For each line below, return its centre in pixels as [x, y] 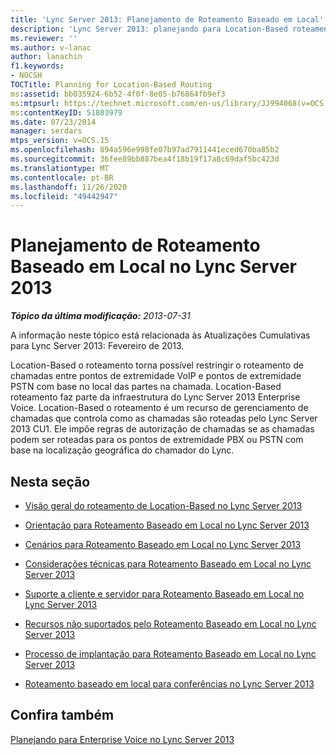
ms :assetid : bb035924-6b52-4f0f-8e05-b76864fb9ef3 [118, 94]
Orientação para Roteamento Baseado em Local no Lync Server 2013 [167, 525]
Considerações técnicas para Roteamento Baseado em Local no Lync [168, 564]
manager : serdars [46, 131]
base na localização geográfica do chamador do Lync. [122, 450]
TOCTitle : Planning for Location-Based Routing [111, 85]
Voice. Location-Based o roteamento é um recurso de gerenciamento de [159, 408]
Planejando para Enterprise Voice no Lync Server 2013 [122, 739]
